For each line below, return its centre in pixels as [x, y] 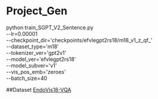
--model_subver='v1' [32, 65]
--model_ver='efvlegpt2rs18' [41, 59]
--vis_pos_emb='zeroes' [36, 72]
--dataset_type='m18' [33, 47]
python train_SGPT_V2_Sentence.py [50, 27]
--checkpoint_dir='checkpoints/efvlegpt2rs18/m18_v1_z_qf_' [79, 40]
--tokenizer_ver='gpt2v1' [36, 52]
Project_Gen [37, 11]
